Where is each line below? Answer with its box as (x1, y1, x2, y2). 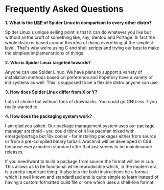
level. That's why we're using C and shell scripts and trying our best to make (5, 45, 159, 51)
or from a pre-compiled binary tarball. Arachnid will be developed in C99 (5, 138, 152, 144)
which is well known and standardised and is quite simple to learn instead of (5, 174, 159, 180)
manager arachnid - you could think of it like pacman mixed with (5, 128, 135, 134)
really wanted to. (5, 104, 39, 109)
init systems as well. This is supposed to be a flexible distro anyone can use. (5, 80, 159, 85)
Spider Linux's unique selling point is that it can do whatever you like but (5, 29, 151, 35)
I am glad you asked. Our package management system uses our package (5, 123, 155, 129)
